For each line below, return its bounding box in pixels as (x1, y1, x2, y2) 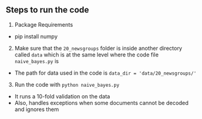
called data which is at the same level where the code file (14, 51, 159, 58)
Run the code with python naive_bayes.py (14, 81, 120, 88)
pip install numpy (14, 33, 58, 40)
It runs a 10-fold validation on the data (14, 92, 110, 100)
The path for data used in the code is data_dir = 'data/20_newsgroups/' (14, 69, 197, 76)
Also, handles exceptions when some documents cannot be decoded (14, 99, 189, 106)
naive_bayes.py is (14, 57, 59, 64)
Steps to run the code (5, 5, 90, 15)
